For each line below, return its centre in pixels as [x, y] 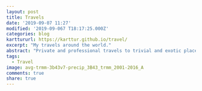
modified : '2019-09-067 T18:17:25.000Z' [58, 28]
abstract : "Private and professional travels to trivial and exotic [94, 51]
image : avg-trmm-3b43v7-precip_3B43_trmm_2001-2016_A [75, 67]
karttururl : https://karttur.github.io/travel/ [67, 40]
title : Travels [25, 17]
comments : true [25, 73]
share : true [21, 78]
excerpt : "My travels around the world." [59, 45]
